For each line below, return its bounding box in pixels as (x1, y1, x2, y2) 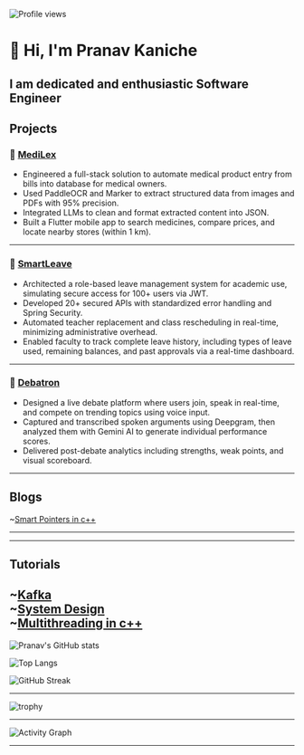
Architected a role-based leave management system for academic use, (22, 278, 288, 289)
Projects (9, 120, 58, 136)
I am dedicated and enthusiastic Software (9, 76, 249, 91)
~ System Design (9, 602, 106, 617)
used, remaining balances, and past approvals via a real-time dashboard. (22, 345, 295, 357)
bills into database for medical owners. (22, 178, 167, 189)
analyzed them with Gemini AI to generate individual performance (22, 425, 268, 436)
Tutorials (9, 557, 61, 572)
